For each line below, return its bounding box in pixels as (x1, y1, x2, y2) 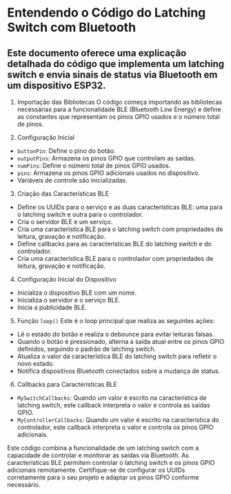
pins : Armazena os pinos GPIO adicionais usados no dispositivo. (17, 169, 200, 177)
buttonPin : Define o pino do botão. (17, 147, 116, 155)
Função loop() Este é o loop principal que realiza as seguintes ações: (17, 317, 215, 324)
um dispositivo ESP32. (7, 80, 106, 91)
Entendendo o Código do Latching (7, 5, 206, 21)
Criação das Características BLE (17, 190, 109, 198)
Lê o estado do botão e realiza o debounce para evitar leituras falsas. (17, 330, 214, 338)
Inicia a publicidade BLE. (17, 303, 88, 311)
